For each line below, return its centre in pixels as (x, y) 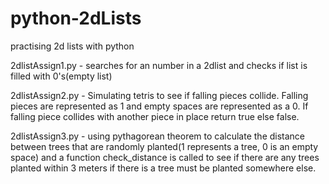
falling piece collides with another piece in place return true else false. (155, 116)
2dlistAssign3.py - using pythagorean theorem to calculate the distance (158, 136)
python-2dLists (76, 18)
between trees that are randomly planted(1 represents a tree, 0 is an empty (164, 146)
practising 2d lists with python (72, 46)
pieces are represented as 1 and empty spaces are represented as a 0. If (159, 106)
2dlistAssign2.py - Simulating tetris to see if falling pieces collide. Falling (159, 95)
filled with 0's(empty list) (61, 76)
